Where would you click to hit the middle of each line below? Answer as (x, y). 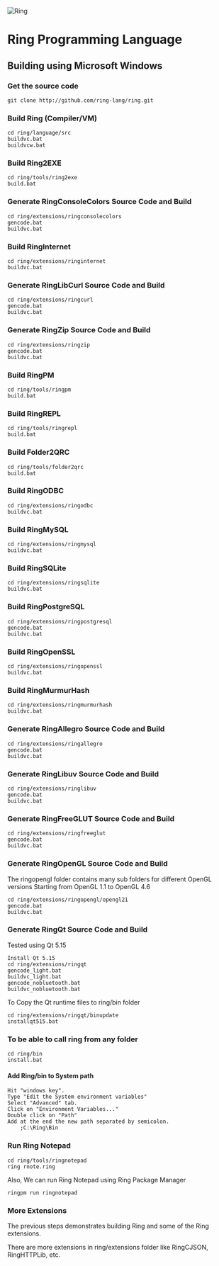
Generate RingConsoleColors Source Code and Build (100, 202)
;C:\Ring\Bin (39, 1128)
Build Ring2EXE (35, 163)
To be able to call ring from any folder (73, 1039)
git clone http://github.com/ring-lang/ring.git (80, 100)
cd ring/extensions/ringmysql (52, 544)
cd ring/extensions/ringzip (49, 345)
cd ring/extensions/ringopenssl (55, 667)
